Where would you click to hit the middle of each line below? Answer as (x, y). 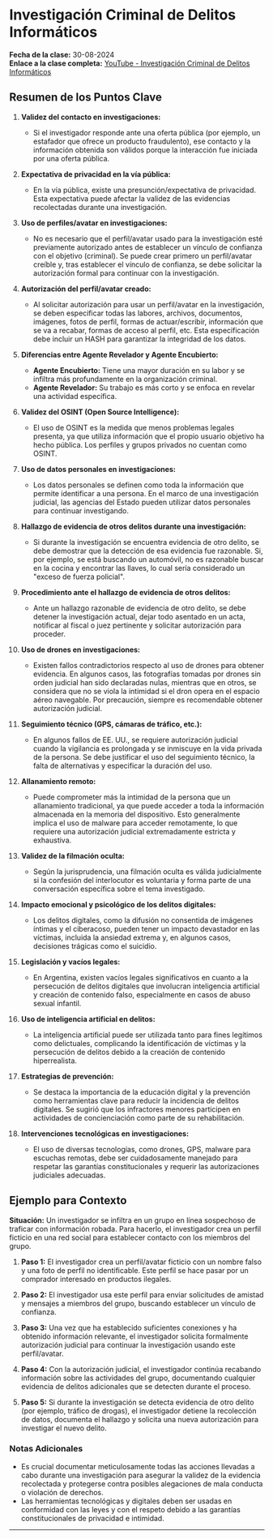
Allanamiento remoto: (58, 781)
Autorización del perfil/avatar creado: (86, 289)
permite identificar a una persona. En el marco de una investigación (145, 493)
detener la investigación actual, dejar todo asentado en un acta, (139, 616)
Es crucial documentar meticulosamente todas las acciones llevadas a (138, 1466)
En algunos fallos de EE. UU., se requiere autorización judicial (135, 739)
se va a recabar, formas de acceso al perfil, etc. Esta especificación (146, 330)
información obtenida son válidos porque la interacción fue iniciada (145, 150)
